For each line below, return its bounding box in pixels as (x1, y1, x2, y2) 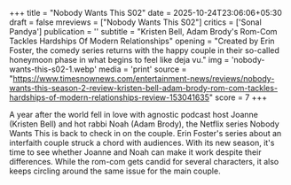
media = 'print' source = (98, 64, 187, 74)
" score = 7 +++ (208, 92, 268, 103)
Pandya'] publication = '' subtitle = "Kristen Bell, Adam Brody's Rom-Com (9, 27, 278, 36)
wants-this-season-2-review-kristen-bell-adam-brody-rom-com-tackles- (9, 83, 278, 93)
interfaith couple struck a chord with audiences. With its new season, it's (9, 137, 275, 148)
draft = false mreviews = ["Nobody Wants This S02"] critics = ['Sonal (9, 17, 262, 27)
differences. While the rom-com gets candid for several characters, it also (9, 157, 279, 166)
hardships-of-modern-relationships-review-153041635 (9, 92, 210, 103)
